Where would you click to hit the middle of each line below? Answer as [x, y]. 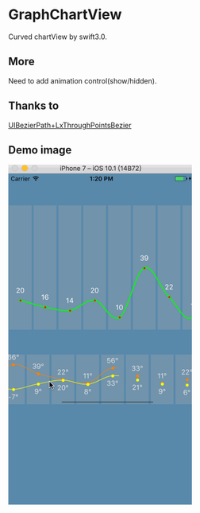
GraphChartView [65, 15]
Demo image [40, 150]
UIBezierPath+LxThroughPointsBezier [70, 125]
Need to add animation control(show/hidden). [83, 80]
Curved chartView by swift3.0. [58, 37]
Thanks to [34, 106]
